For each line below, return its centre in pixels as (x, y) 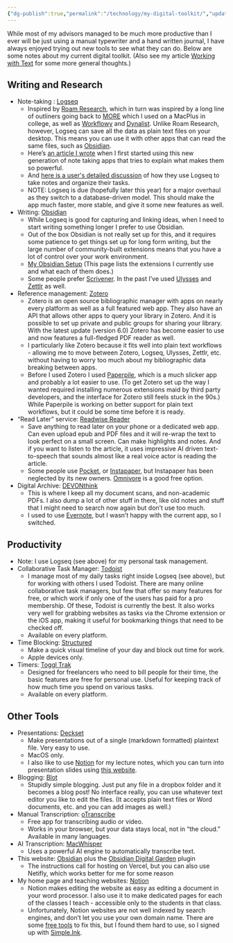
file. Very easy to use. (59, 748)
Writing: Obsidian (42, 212)
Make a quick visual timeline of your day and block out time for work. (126, 650)
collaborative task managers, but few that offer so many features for (125, 591)
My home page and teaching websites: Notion (83, 881)
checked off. (45, 628)
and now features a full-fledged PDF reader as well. (101, 338)
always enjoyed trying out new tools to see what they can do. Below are (110, 48)
